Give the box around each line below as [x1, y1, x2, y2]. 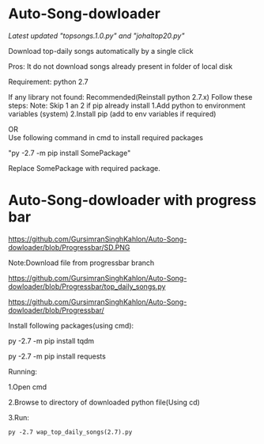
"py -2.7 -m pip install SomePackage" [8, 148, 131, 157]
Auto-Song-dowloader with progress [8, 192, 257, 210]
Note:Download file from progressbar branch [8, 258, 155, 268]
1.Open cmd [8, 381, 47, 392]
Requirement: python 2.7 [8, 77, 89, 86]
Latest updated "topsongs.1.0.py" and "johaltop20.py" [8, 31, 185, 40]
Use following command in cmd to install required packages [8, 132, 204, 142]
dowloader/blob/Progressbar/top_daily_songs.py [8, 282, 166, 291]
